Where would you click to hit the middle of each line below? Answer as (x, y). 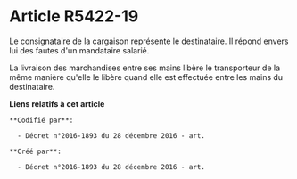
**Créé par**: (36, 151)
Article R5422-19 (74, 16)
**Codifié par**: (41, 120)
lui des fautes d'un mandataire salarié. (79, 50)
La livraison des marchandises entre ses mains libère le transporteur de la (145, 68)
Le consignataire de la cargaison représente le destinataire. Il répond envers (149, 41)
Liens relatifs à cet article (57, 103)
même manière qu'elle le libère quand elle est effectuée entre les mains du (146, 77)
